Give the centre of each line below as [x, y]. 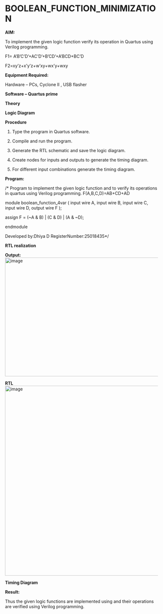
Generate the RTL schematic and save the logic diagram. [69, 150]
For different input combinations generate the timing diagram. [73, 169]
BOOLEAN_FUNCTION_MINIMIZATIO [81, 9]
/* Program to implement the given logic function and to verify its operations [81, 188]
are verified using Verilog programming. [45, 606]
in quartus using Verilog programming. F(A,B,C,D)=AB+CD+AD [67, 193]
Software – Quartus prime [32, 94]
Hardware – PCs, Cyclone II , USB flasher [46, 84]
